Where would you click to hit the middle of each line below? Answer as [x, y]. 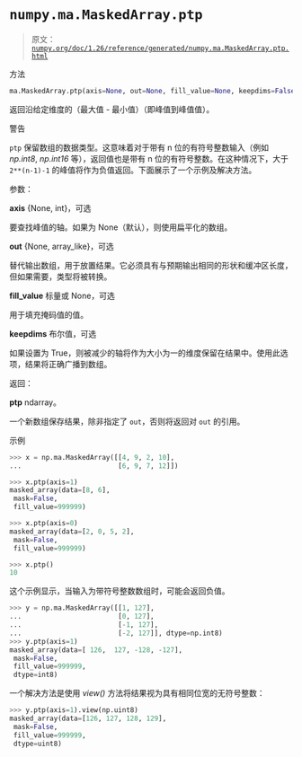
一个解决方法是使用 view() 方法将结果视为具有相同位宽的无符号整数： [137, 693]
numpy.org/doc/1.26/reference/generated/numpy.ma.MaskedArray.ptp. [160, 48]
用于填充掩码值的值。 [49, 314]
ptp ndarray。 [35, 402]
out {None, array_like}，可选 [62, 246]
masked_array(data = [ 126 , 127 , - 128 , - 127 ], [96, 650]
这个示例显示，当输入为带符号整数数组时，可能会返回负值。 [120, 591]
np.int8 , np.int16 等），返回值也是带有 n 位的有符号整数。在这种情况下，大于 [149, 158]
